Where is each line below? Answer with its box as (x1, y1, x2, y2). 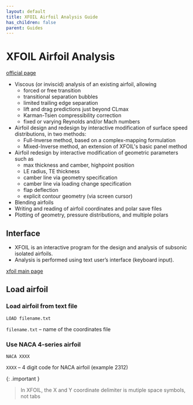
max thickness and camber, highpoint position (23, 162, 135, 169)
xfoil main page (6, 267, 43, 274)
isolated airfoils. (14, 250, 53, 257)
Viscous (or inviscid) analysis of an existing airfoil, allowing (14, 81, 157, 88)
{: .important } (6, 375, 40, 382)
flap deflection (23, 187, 58, 194)
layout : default (6, 8, 46, 15)
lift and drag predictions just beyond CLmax (23, 106, 129, 113)
